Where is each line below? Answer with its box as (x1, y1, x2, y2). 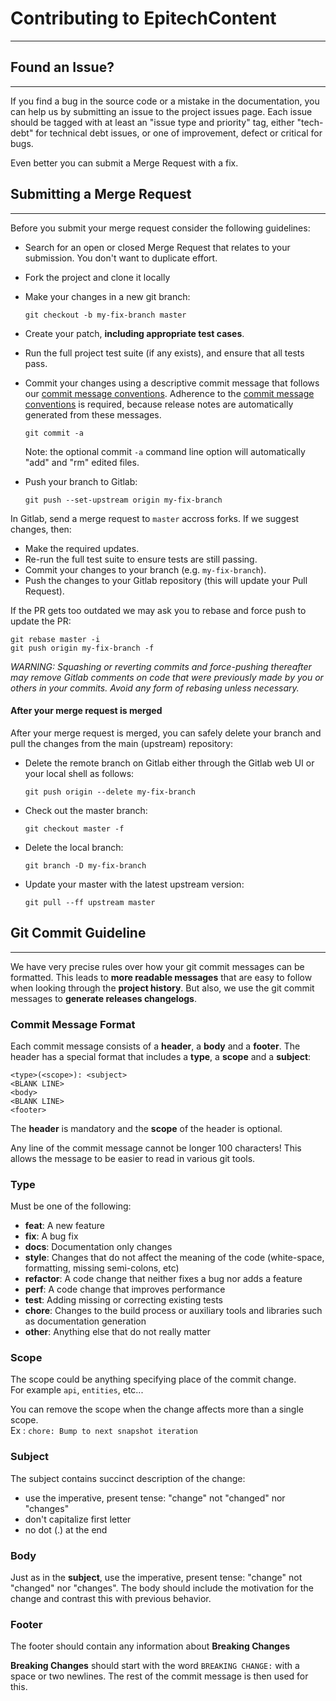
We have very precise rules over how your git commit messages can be (10, 960, 305, 972)
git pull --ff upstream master (24, 897, 156, 907)
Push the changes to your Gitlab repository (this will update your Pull (24, 574, 308, 586)
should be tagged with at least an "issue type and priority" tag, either (10, 116, 295, 128)
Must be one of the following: (10, 1200, 132, 1212)
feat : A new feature (24, 1220, 105, 1232)
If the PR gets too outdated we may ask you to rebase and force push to (10, 604, 307, 616)
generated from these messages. (24, 408, 162, 421)
